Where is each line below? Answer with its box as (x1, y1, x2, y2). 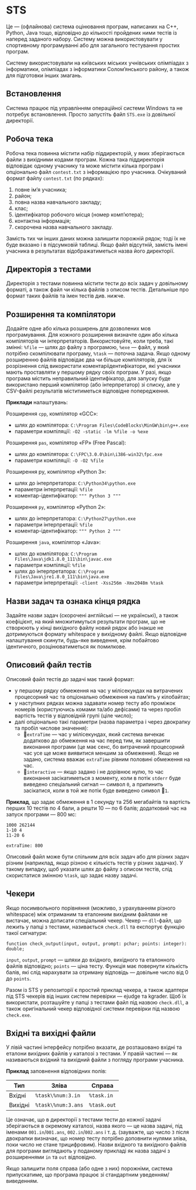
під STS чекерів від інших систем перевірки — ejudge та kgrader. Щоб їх (6, 993, 187, 1000)
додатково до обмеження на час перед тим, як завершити (23, 737, 170, 744)
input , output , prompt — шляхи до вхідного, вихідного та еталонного (6, 956, 175, 963)
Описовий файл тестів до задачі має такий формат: (6, 675, 135, 682)
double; (6, 946, 25, 952)
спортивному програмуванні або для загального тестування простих (6, 42, 180, 49)
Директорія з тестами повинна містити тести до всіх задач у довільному (6, 280, 188, 287)
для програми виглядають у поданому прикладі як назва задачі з (6, 1147, 171, 1155)
